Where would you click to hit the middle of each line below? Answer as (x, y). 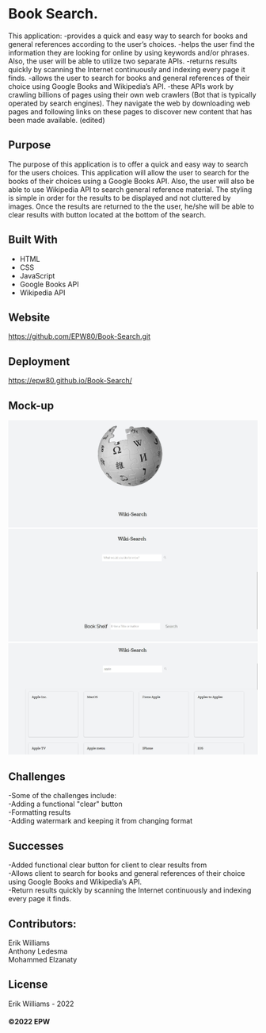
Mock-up (31, 405)
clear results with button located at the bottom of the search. (107, 214)
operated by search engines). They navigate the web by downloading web (129, 103)
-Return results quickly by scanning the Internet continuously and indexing (130, 890)
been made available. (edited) (57, 120)
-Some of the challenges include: (63, 796)
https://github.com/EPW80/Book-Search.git (80, 336)
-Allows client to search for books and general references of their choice (127, 874)
